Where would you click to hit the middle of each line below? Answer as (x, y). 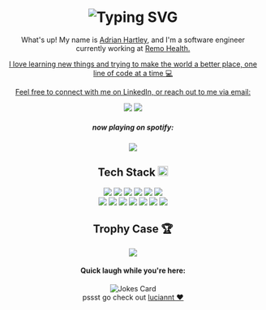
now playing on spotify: (133, 127)
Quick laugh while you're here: (133, 270)
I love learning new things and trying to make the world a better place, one (133, 64)
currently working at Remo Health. (133, 48)
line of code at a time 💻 (133, 73)
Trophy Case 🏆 (133, 229)
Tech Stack (127, 173)
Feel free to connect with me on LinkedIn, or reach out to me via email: (133, 91)
